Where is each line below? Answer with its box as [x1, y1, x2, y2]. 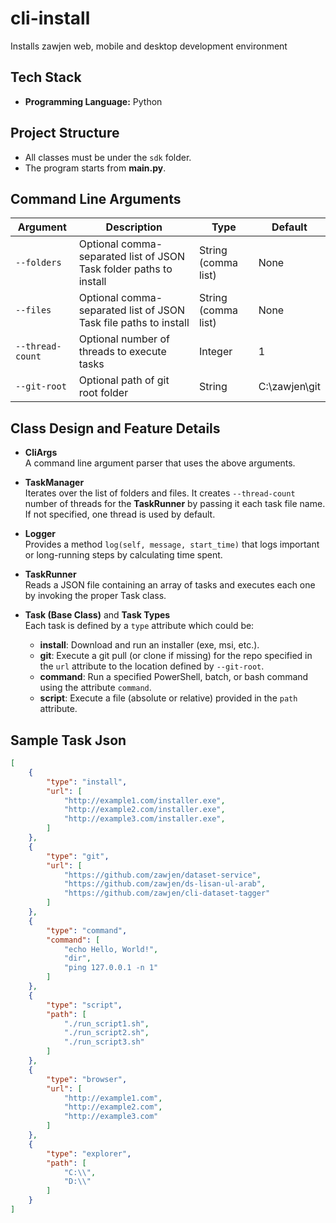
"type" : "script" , [46, 1000, 123, 1010]
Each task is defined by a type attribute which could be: [24, 620, 255, 632]
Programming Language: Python [24, 95, 163, 107]
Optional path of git [78, 373, 170, 387]
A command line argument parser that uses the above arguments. [24, 457, 296, 469]
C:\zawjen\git [258, 380, 321, 394]
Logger [24, 528, 57, 540]
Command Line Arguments [10, 190, 182, 207]
